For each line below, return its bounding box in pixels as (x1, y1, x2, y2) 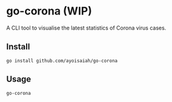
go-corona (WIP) (6, 4, 92, 18)
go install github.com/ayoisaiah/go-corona (6, 57, 118, 64)
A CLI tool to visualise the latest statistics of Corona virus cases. (6, 24, 167, 31)
